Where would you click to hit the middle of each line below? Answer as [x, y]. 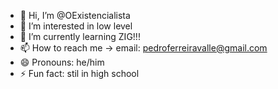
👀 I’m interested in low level [76, 26]
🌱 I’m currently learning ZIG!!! [80, 36]
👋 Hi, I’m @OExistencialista [75, 15]
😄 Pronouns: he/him [62, 62]
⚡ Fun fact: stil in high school [79, 73]
